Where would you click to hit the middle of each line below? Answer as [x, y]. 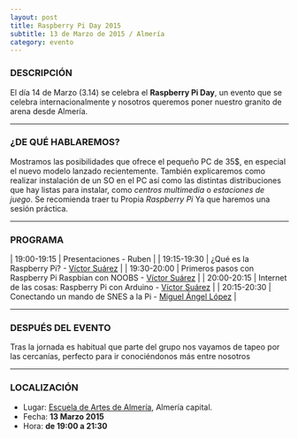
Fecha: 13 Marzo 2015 [63, 416]
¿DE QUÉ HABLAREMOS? [65, 142]
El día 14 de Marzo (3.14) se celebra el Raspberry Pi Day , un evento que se [146, 92]
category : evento [42, 42]
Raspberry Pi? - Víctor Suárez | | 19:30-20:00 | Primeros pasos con [132, 269]
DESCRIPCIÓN [42, 73]
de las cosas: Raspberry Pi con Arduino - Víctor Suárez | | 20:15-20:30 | [141, 288]
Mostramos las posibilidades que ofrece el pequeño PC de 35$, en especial [148, 161]
